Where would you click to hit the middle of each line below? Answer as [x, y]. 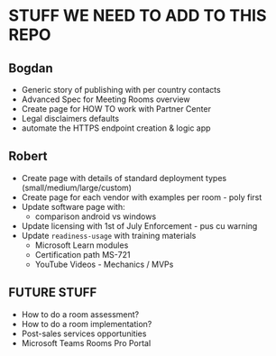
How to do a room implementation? [87, 324]
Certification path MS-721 [83, 254]
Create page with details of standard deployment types [124, 178]
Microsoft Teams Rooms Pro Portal [86, 342]
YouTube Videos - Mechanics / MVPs [104, 264]
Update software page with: [73, 206]
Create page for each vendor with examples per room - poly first [142, 197]
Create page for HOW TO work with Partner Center [116, 109]
